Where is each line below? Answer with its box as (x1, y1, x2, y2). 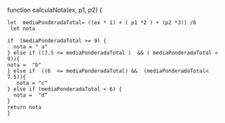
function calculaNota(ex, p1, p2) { (7, 6, 102, 14)
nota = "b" (7, 61, 42, 68)
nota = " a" (13, 44, 48, 50)
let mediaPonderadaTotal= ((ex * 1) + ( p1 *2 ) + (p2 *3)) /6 (7, 19, 197, 26)
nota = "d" (13, 92, 48, 99)
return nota (7, 104, 42, 111)
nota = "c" (16, 79, 48, 86)
